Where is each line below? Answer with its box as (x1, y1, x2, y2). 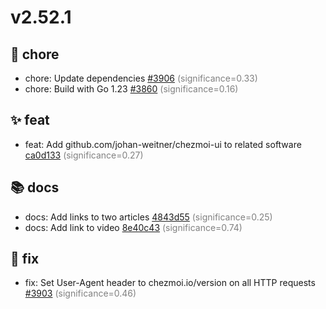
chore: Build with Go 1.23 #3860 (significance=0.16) (24, 83, 239, 95)
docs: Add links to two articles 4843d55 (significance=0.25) (24, 211, 273, 223)
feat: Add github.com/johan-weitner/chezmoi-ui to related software (24, 138, 302, 150)
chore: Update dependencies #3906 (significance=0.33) (24, 72, 258, 84)
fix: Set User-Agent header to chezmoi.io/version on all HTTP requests (24, 277, 316, 289)
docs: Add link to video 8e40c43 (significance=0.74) (24, 221, 243, 233)
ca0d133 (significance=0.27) (24, 149, 144, 161)
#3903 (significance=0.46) (24, 287, 137, 300)
